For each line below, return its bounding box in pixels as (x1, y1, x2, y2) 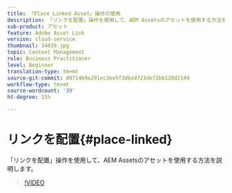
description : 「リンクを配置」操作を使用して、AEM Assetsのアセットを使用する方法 (7, 17, 222, 24)
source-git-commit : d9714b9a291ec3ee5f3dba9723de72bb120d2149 (7, 74, 190, 82)
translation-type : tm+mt (7, 68, 79, 75)
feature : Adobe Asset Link (7, 29, 85, 37)
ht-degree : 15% (7, 94, 51, 101)
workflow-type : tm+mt (7, 81, 70, 88)
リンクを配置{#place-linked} (7, 132, 173, 147)
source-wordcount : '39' (7, 87, 76, 94)
